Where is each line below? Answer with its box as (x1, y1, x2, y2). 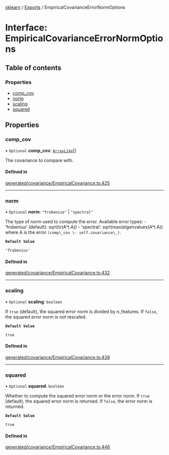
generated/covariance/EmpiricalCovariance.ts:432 (5, 270, 110, 276)
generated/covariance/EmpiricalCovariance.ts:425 (5, 180, 110, 186)
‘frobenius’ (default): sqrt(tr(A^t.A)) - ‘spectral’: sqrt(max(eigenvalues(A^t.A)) (5, 224, 163, 230)
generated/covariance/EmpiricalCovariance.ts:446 (5, 444, 111, 450)
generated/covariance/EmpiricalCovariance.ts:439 (5, 354, 110, 360)
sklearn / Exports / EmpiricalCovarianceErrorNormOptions (5, 5, 126, 10)
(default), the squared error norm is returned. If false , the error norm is (5, 398, 152, 405)
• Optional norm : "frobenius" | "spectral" (5, 209, 94, 215)
